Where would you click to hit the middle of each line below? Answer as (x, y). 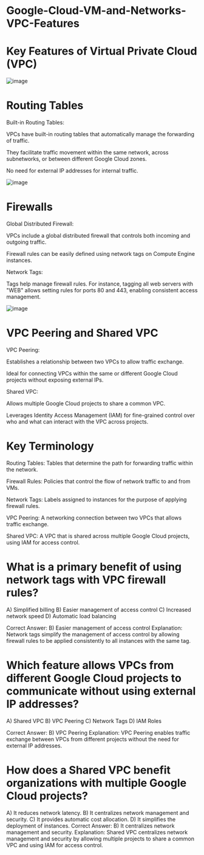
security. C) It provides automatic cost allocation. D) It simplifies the (91, 819)
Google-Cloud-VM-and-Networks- (96, 11)
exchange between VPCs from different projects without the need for (93, 739)
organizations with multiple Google (97, 783)
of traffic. (18, 141)
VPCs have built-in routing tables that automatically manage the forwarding (100, 134)
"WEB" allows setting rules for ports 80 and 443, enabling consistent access (102, 290)
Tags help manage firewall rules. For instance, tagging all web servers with (100, 284)
